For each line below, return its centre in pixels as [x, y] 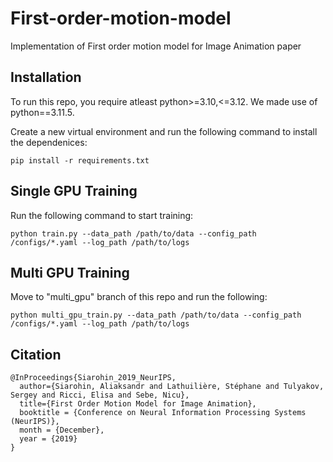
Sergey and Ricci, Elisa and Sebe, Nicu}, [100, 395]
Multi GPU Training [70, 272]
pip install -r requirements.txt [80, 160]
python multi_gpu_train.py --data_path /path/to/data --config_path [156, 315]
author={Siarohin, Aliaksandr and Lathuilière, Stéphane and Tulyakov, [172, 387]
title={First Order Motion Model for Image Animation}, [138, 404]
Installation [46, 77]
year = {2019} [48, 439]
